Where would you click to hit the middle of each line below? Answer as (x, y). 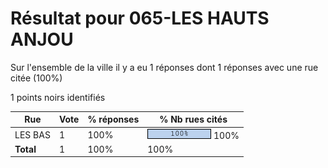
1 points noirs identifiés (58, 97)
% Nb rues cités (193, 119)
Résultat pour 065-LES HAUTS (140, 18)
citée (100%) (36, 78)
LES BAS (32, 134)
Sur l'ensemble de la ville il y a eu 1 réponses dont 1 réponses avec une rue (164, 67)
